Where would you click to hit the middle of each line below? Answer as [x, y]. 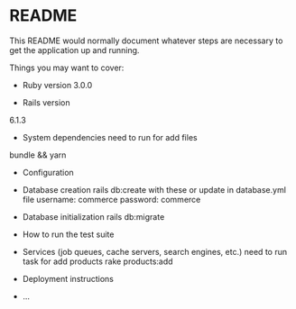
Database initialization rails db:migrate [93, 216]
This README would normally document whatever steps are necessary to [146, 41]
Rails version [46, 102]
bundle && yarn [38, 155]
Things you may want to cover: [67, 68]
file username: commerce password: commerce [111, 199]
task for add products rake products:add [97, 261]
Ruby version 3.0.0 [57, 85]
